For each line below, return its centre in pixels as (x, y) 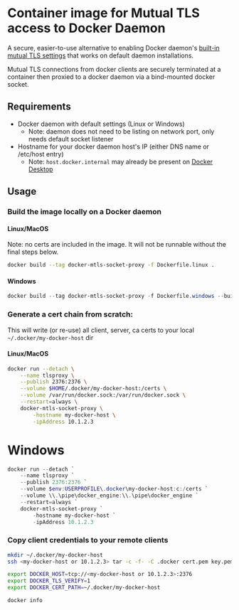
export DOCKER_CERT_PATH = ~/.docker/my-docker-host (84, 588)
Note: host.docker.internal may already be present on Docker (121, 161)
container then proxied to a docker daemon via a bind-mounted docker (111, 77)
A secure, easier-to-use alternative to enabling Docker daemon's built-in (114, 48)
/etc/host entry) (41, 154)
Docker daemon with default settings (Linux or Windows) (101, 124)
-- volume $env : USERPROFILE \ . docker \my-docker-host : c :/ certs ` (114, 489)
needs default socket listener (71, 139)
